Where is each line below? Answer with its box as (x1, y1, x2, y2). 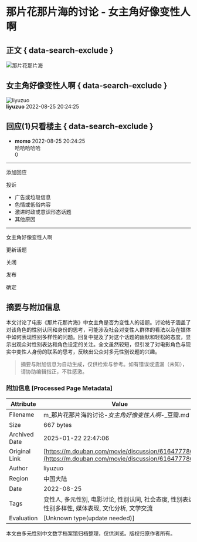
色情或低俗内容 (14, 201, 51, 208)
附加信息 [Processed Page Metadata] (6, 384, 113, 392)
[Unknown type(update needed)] (43, 514, 135, 522)
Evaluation (9, 514, 38, 522)
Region (9, 474, 29, 482)
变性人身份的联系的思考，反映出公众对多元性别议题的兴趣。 (16, 348, 160, 355)
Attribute (11, 400, 36, 408)
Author (9, 464, 28, 472)
